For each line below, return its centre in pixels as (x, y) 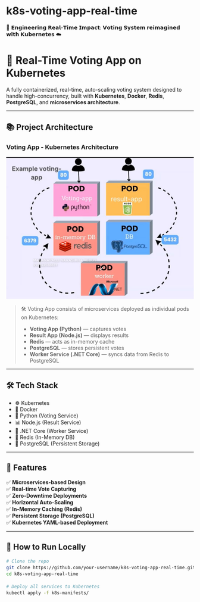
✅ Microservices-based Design (46, 482)
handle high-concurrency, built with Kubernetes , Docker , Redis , (85, 96)
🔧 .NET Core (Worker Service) (51, 431)
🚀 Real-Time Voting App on (74, 60)
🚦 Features (26, 468)
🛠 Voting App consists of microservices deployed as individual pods (105, 308)
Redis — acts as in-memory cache (72, 341)
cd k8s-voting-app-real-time (42, 574)
